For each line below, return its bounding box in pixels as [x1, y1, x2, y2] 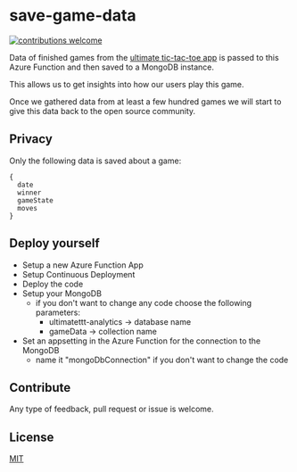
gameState [17, 195, 54, 205]
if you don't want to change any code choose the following [35, 297, 252, 308]
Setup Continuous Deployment [21, 269, 136, 279]
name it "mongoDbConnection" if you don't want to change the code [35, 354, 289, 365]
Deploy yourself [9, 236, 100, 251]
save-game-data [9, 5, 136, 26]
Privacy [9, 131, 54, 147]
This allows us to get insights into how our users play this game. [9, 79, 244, 89]
